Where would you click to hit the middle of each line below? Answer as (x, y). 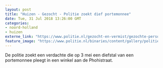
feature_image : (20, 41)
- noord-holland (21, 28)
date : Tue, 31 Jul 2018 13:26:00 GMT (43, 18)
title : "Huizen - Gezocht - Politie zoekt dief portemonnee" (68, 14)
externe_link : (19, 37)
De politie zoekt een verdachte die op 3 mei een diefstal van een (69, 55)
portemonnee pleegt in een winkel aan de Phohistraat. (59, 60)
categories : (17, 23)
